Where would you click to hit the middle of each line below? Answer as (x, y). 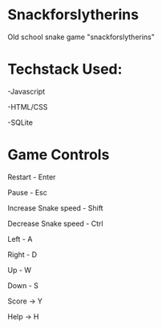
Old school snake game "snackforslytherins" (81, 37)
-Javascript (26, 91)
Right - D (22, 255)
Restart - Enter (32, 177)
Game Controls (59, 155)
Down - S (23, 285)
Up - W (20, 270)
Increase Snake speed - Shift (55, 208)
